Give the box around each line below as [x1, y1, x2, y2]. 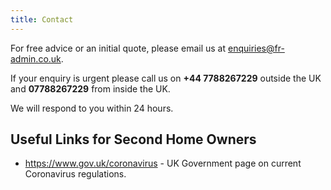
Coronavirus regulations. [24, 168, 127, 180]
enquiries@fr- [227, 42, 285, 54]
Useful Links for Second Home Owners [10, 131, 257, 148]
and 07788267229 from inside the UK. [10, 82, 171, 95]
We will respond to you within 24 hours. [10, 102, 174, 114]
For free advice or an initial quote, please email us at [10, 42, 227, 54]
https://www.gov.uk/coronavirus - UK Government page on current [24, 157, 302, 170]
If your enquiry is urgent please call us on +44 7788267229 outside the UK [10, 72, 322, 84]
